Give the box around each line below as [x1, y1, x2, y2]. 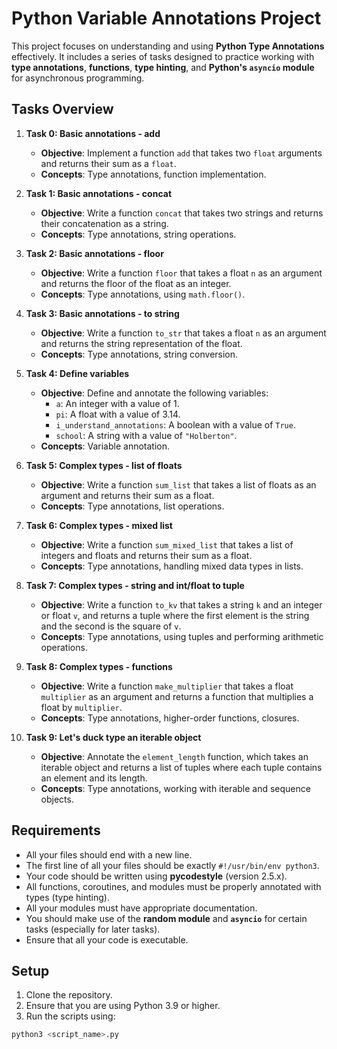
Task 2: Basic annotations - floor [25, 247, 164, 259]
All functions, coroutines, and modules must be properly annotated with [25, 880, 322, 892]
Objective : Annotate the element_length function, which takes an [40, 750, 309, 762]
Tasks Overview [11, 101, 114, 118]
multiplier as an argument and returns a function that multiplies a [40, 690, 314, 702]
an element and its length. [40, 772, 148, 784]
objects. [40, 793, 74, 805]
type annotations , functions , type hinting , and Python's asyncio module [11, 61, 315, 73]
